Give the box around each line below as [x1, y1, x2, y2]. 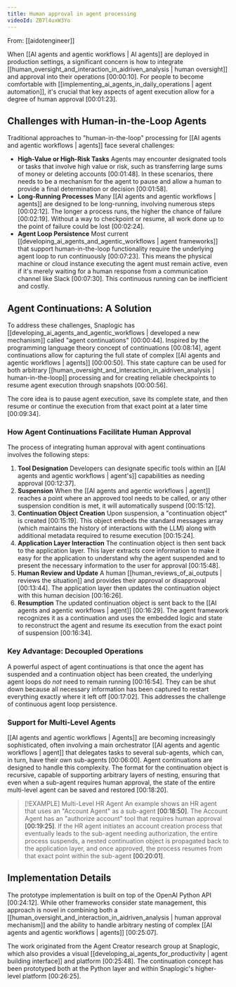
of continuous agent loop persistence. [7, 700, 118, 708]
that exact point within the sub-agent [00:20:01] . [24, 852, 165, 860]
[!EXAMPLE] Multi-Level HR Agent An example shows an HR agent [24, 800, 217, 808]
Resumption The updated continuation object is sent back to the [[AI [17, 599, 217, 608]
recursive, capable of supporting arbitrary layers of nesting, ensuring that [7, 771, 220, 779]
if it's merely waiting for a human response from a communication [17, 267, 209, 275]
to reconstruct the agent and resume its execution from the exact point [17, 621, 223, 630]
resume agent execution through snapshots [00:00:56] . [7, 381, 168, 389]
